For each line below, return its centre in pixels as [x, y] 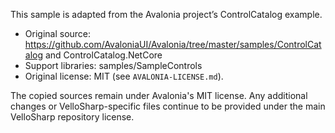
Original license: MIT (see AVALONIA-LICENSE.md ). [124, 76]
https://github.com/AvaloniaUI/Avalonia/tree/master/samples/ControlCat [173, 44]
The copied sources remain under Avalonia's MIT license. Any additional [159, 95]
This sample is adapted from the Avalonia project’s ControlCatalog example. [166, 14]
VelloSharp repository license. [72, 117]
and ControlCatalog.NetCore [103, 55]
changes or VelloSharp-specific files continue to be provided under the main [168, 106]
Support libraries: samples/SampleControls [113, 65]
